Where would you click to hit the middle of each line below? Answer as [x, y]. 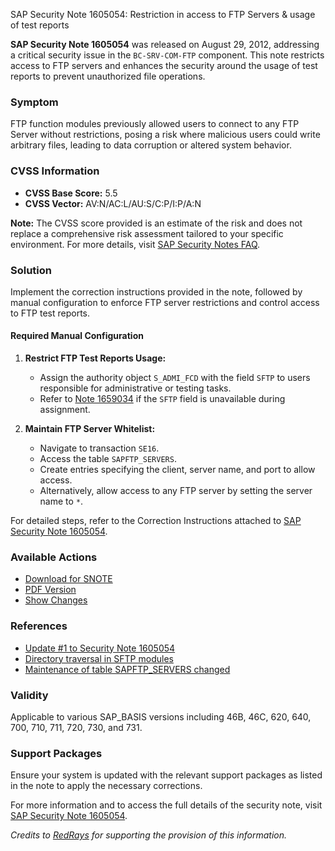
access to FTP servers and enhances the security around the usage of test [164, 65]
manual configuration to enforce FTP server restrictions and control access [165, 302]
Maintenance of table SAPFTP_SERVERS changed [127, 669]
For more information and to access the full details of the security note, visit [166, 805]
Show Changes [56, 600]
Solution [31, 270]
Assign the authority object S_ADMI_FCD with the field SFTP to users [175, 378]
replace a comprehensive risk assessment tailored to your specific [147, 233]
